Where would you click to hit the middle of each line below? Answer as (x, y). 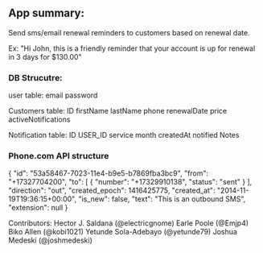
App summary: (47, 13)
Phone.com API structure (59, 156)
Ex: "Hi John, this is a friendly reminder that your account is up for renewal (132, 48)
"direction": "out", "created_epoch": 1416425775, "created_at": (112, 191)
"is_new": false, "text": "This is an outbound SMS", (162, 199)
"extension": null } (38, 208)
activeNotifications (39, 119)
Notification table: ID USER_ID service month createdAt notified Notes (124, 135)
